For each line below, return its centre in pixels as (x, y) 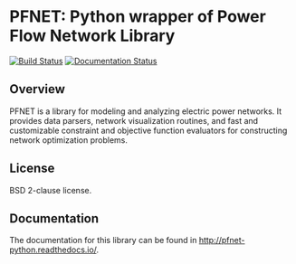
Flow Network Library (92, 36)
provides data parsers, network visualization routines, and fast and (134, 120)
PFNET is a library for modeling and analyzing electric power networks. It (146, 111)
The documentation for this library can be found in (103, 240)
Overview (38, 89)
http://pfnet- (222, 240)
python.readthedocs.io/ (53, 250)
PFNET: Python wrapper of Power (138, 17)
